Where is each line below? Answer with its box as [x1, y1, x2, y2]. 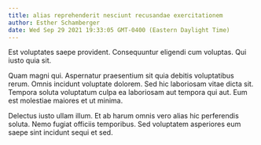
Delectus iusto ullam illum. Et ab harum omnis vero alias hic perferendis [8, 111, 240, 121]
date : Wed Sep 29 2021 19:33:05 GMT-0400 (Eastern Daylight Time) [8, 26, 230, 34]
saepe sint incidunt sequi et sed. [8, 128, 113, 137]
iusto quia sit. [8, 56, 52, 65]
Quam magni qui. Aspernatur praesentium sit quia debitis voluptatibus [8, 71, 234, 81]
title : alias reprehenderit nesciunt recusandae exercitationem [8, 11, 223, 20]
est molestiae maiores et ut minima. [8, 96, 123, 106]
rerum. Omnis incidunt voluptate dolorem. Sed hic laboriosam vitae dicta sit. [8, 79, 254, 89]
